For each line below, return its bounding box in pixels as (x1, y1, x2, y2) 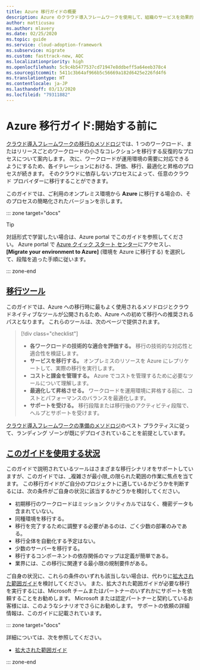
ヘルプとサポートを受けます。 (29, 409, 103, 416)
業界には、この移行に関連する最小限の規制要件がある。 (14, 560, 151, 567)
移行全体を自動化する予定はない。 (14, 537, 99, 545)
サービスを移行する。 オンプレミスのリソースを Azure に (29, 357, 168, 364)
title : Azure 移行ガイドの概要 (6, 8, 77, 15)
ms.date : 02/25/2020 (6, 31, 58, 37)
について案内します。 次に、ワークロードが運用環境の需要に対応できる (16, 155, 189, 162)
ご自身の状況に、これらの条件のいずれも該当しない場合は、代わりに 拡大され (6, 572, 194, 579)
